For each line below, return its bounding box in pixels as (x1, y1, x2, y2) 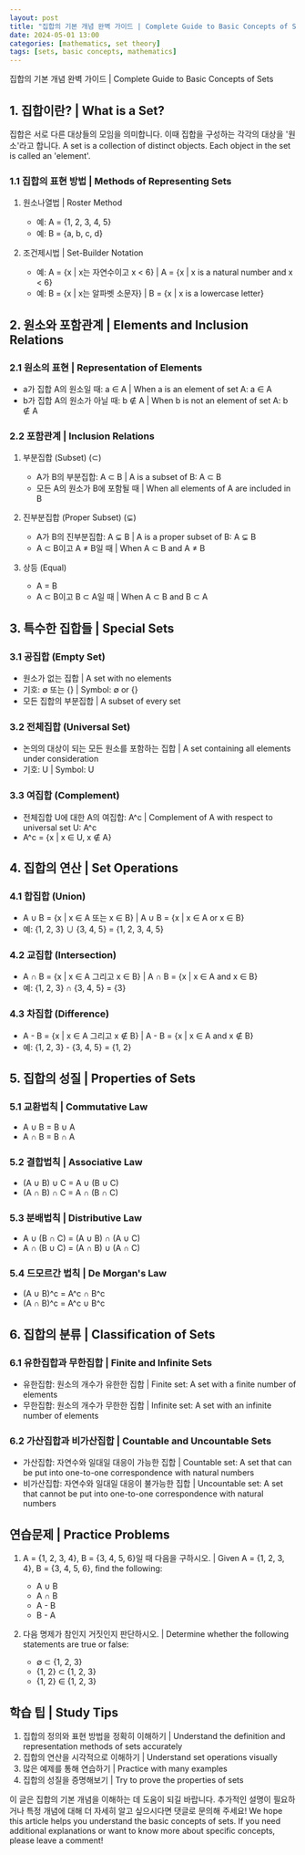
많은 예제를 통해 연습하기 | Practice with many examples (22, 1763, 228, 1774)
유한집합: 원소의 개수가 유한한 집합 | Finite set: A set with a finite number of (22, 1379, 297, 1390)
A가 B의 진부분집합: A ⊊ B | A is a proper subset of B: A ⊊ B (36, 531, 257, 543)
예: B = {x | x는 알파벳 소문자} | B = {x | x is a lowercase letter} (36, 288, 264, 299)
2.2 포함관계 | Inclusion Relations (9, 430, 155, 443)
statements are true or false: (22, 1639, 129, 1650)
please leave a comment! (9, 1835, 104, 1846)
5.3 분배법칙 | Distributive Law (9, 1211, 143, 1224)
